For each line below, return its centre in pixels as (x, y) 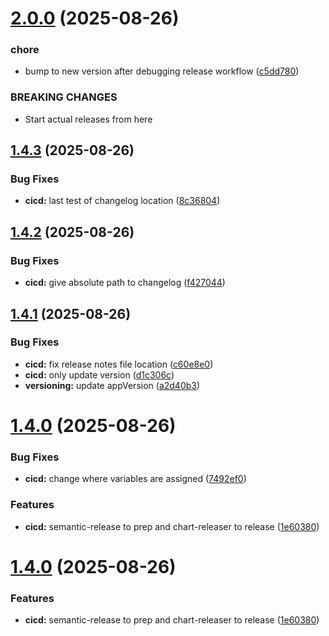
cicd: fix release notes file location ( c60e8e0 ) (119, 364)
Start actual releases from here (88, 119)
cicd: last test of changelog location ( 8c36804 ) (122, 201)
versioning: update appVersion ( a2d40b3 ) (112, 385)
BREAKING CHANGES (64, 97)
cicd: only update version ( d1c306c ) (99, 374)
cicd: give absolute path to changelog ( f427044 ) (125, 283)
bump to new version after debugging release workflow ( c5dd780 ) (162, 71)
